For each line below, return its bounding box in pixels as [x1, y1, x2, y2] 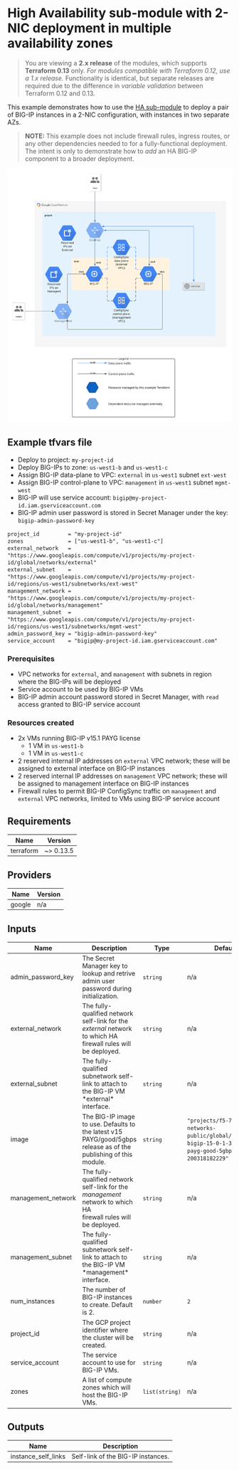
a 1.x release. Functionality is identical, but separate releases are [24, 73, 215, 83]
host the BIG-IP [82, 1391, 128, 1400]
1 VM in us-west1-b [28, 741, 84, 750]
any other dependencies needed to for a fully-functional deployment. [24, 139, 228, 147]
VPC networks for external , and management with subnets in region [17, 670, 212, 678]
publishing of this [82, 1150, 133, 1158]
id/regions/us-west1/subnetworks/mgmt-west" [7, 623, 142, 630]
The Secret [82, 953, 115, 962]
